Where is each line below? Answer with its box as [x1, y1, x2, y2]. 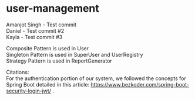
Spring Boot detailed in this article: [6, 81, 90, 88]
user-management [6, 2, 100, 15]
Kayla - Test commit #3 [6, 33, 63, 40]
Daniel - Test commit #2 [6, 27, 65, 34]
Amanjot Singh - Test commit [6, 21, 77, 28]
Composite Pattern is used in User [6, 44, 89, 51]
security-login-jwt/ [6, 87, 52, 94]
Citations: [6, 68, 29, 75]
